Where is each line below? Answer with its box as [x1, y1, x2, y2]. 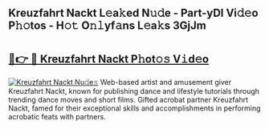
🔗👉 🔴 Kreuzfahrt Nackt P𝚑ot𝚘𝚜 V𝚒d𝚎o [8, 52, 210, 66]
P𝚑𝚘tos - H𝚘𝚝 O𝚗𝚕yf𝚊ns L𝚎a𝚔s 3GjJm [8, 19, 206, 33]
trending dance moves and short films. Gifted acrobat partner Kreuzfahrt [8, 95, 249, 104]
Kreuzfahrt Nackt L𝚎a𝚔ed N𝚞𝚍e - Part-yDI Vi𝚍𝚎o [8, 6, 259, 20]
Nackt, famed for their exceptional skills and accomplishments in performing [8, 103, 261, 113]
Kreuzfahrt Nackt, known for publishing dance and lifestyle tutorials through [8, 87, 259, 95]
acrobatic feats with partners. [8, 112, 106, 121]
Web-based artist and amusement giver [100, 78, 231, 87]
